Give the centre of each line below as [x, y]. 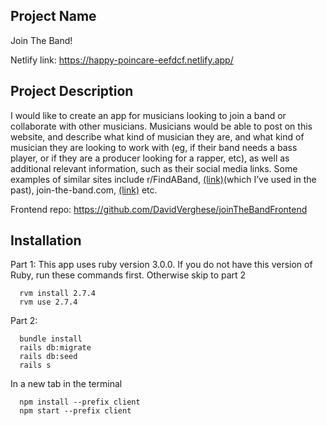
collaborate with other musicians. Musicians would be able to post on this [161, 126]
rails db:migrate [55, 348]
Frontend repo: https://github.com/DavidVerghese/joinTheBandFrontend [159, 209]
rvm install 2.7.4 [58, 294]
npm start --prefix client [75, 411]
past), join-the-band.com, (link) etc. [84, 190]
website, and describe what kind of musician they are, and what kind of [157, 136]
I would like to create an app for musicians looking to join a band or [148, 115]
